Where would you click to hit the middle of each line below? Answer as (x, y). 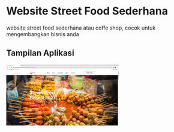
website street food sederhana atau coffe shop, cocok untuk (81, 28)
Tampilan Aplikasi (40, 53)
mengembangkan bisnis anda (43, 34)
